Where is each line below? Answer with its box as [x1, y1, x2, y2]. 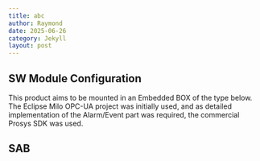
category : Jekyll [8, 34, 67, 43]
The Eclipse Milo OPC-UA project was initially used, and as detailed [8, 101, 232, 111]
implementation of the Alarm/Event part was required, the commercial [8, 109, 240, 119]
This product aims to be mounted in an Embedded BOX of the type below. [8, 93, 253, 102]
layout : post [8, 42, 52, 50]
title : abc [8, 11, 45, 20]
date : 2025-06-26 [8, 27, 67, 35]
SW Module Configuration [8, 72, 142, 85]
